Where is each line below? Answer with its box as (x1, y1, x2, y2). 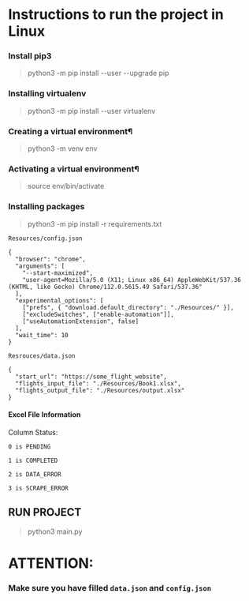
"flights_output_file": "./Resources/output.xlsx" (15, 386, 185, 394)
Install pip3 (8, 51, 52, 62)
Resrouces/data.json (8, 351, 76, 360)
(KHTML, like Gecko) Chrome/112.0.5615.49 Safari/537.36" (8, 283, 203, 291)
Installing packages (8, 201, 85, 212)
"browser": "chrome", (15, 255, 87, 263)
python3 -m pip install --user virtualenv (27, 106, 156, 115)
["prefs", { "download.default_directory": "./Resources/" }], (22, 303, 235, 311)
